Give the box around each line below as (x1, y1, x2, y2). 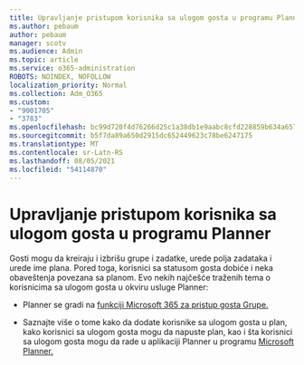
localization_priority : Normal (9, 81, 128, 90)
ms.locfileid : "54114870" (9, 165, 107, 174)
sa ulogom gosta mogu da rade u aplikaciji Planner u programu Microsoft (22, 336, 294, 347)
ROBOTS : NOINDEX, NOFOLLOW (9, 72, 111, 82)
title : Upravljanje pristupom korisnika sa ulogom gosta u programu (9, 13, 273, 23)
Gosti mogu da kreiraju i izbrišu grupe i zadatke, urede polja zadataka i (9, 253, 272, 264)
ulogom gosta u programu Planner (9, 223, 271, 244)
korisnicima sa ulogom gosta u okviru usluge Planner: (9, 282, 209, 293)
